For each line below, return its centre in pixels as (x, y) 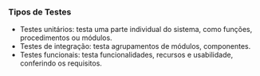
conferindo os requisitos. (61, 63)
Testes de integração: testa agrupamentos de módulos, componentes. (135, 46)
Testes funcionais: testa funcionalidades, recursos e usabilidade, (126, 55)
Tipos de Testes (40, 12)
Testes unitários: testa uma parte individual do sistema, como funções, (136, 30)
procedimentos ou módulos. (66, 38)
